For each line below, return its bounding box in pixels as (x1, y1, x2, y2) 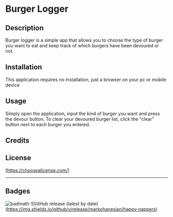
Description (5, 24, 44, 32)
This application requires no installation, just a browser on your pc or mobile (5, 76, 166, 83)
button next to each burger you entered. (5, 121, 91, 127)
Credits (5, 136, 30, 145)
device (5, 82, 20, 88)
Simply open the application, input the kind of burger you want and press (5, 110, 160, 116)
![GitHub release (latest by (30, 201, 86, 207)
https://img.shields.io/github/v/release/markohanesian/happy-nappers (7, 206, 156, 212)
